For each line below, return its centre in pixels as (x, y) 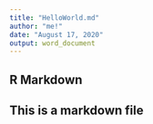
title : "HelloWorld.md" (55, 18)
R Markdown (46, 79)
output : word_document (52, 43)
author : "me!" (36, 26)
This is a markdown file (76, 111)
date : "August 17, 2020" (56, 34)
